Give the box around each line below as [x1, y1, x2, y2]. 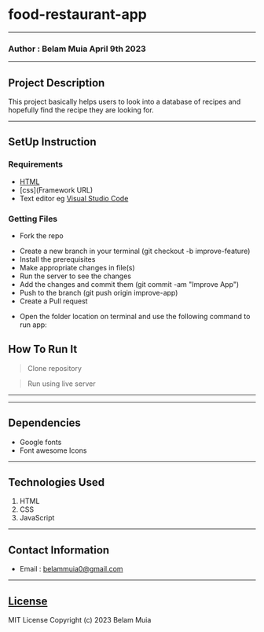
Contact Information [8, 543, 110, 557]
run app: [19, 320, 47, 329]
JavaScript [19, 513, 55, 523]
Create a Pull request [19, 296, 88, 306]
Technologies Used [8, 476, 104, 489]
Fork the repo [19, 231, 64, 241]
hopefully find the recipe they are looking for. [8, 105, 155, 115]
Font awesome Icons [19, 446, 87, 455]
